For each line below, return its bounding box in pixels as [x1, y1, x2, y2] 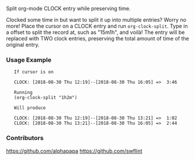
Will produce [14, 105, 46, 111]
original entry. [6, 41, 40, 48]
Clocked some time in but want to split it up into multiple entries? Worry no [6, 16, 187, 23]
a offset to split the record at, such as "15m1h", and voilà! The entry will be [6, 29, 185, 36]
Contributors [6, 134, 44, 142]
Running [14, 90, 33, 96]
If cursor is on [14, 69, 54, 75]
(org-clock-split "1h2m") [14, 95, 78, 101]
